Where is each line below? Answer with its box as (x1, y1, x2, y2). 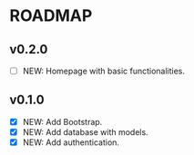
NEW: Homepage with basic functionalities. (22, 65, 185, 76)
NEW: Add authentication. (22, 137, 120, 148)
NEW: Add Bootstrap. (22, 116, 103, 127)
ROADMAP (9, 5, 93, 26)
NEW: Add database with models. (22, 126, 148, 137)
